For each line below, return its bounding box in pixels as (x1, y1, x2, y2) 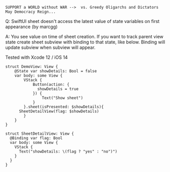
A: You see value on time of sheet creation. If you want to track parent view (5, 34, 163, 39)
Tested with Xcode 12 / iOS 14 (5, 54, 68, 60)
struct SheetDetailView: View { (5, 131, 74, 136)
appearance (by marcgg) (5, 23, 58, 30)
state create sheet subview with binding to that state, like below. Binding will (5, 39, 165, 45)
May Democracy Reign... (5, 9, 56, 14)
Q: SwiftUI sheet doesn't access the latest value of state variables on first (5, 18, 160, 24)
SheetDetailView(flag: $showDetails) (18, 109, 100, 114)
